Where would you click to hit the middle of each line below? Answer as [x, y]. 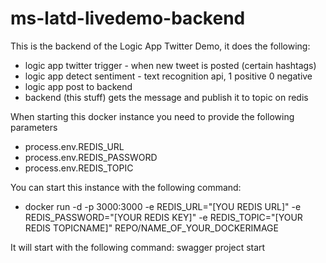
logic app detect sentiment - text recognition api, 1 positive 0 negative [168, 76]
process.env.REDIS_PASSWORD [91, 157]
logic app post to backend [78, 86]
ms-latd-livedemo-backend [128, 18]
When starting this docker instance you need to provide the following [152, 116]
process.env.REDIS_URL [74, 146]
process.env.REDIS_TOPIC [79, 168]
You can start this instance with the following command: [126, 187]
